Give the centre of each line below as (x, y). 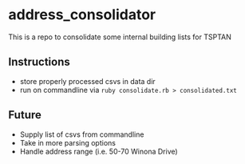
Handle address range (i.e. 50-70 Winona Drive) (99, 151)
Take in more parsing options (67, 142)
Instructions (39, 62)
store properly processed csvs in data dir (87, 81)
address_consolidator (82, 15)
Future (25, 115)
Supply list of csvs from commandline (82, 134)
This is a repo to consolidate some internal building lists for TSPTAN (120, 37)
